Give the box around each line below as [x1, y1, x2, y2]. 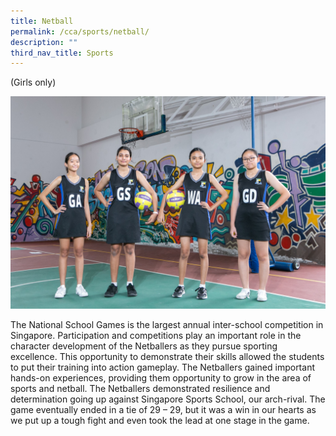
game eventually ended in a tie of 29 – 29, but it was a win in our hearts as [10, 403, 317, 415]
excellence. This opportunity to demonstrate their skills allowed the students [10, 350, 325, 362]
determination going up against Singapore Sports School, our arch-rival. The [10, 393, 326, 405]
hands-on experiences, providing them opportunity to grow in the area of [10, 371, 312, 384]
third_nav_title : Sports [10, 48, 114, 58]
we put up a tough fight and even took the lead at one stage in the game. [10, 414, 310, 426]
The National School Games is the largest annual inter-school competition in [10, 318, 324, 330]
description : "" [10, 37, 78, 47]
